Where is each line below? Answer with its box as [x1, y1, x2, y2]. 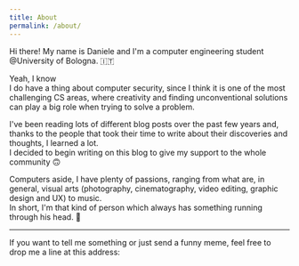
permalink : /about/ [9, 21, 82, 30]
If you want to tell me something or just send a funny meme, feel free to [9, 237, 271, 247]
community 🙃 [9, 157, 61, 167]
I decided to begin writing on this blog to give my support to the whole [9, 147, 267, 157]
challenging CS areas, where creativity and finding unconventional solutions [9, 92, 288, 102]
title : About [9, 12, 58, 22]
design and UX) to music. [9, 192, 102, 203]
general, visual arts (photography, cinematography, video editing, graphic [9, 183, 279, 194]
